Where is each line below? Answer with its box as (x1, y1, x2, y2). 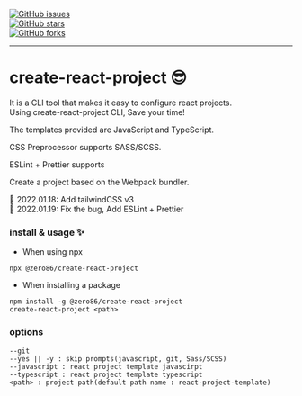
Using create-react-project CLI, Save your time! (9, 106, 186, 117)
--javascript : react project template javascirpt (9, 362, 203, 371)
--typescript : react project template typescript (9, 370, 203, 379)
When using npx (22, 247, 84, 257)
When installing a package (22, 280, 121, 291)
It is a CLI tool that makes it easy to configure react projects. (9, 97, 233, 108)
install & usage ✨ (9, 226, 85, 238)
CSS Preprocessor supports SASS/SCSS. (9, 141, 162, 152)
